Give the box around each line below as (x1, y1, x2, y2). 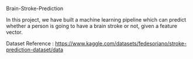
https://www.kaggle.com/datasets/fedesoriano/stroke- (54, 40, 187, 47)
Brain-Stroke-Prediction (6, 5, 64, 12)
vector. (6, 29, 23, 36)
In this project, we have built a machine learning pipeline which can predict (6, 16, 187, 23)
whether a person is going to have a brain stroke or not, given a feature (6, 23, 177, 29)
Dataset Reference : (6, 40, 54, 47)
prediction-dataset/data (6, 46, 63, 53)
